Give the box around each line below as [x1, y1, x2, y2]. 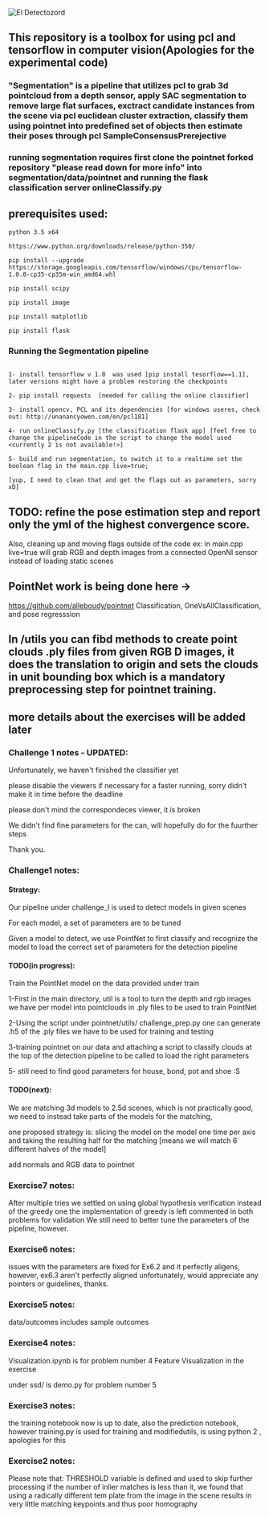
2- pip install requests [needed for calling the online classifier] [8, 392, 250, 400]
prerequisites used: [8, 207, 108, 220]
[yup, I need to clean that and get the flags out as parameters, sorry [8, 476, 257, 484]
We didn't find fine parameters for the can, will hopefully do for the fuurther [8, 820, 259, 830]
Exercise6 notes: [8, 1244, 75, 1255]
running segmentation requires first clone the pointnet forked [8, 152, 254, 163]
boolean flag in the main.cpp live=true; [8, 462, 149, 471]
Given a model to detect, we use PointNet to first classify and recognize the [8, 934, 259, 943]
